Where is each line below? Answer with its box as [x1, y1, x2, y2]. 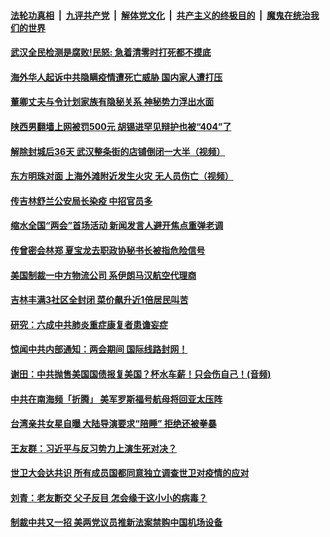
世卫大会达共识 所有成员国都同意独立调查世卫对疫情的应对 [10, 467, 250, 479]
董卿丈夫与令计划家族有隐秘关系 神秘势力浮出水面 [10, 96, 215, 108]
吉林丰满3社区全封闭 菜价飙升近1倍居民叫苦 [10, 294, 189, 306]
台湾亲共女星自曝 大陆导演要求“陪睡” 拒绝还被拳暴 [10, 418, 217, 430]
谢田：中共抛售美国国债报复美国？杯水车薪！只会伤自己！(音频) [10, 368, 272, 380]
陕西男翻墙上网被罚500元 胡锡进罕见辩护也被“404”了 [10, 120, 232, 132]
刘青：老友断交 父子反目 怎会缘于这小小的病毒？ [10, 491, 208, 504]
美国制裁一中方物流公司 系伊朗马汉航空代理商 [10, 269, 197, 281]
